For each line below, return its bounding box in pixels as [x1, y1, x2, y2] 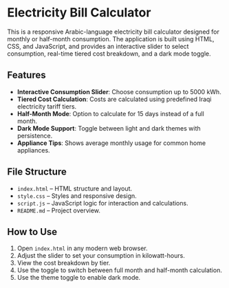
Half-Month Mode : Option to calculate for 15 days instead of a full [17, 109, 204, 118]
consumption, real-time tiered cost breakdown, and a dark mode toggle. [7, 49, 211, 58]
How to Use [7, 225, 58, 238]
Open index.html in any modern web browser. [17, 244, 148, 252]
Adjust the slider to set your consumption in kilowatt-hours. [17, 252, 186, 260]
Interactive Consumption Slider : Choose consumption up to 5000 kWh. [17, 87, 221, 96]
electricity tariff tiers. [17, 102, 77, 111]
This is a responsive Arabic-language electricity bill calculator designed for [7, 27, 220, 36]
